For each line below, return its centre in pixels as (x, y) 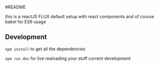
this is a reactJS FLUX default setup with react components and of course (79, 16)
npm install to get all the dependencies (45, 49)
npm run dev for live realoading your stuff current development (68, 58)
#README (15, 7)
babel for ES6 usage (26, 22)
